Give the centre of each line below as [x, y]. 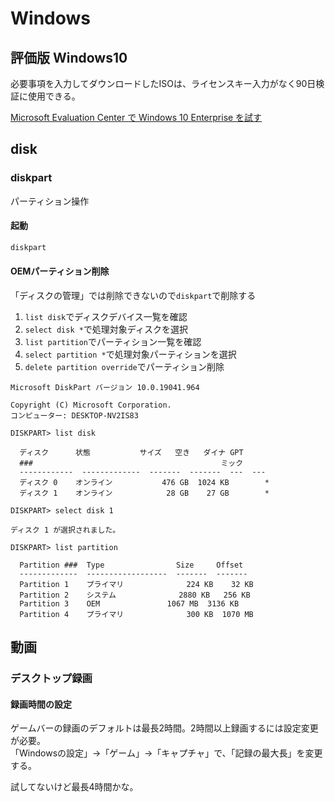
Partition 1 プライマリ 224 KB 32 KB [136, 584]
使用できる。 [54, 96]
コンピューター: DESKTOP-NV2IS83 [74, 415]
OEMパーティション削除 [60, 271]
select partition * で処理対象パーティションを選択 [130, 354]
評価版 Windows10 [69, 57]
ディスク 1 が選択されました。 [65, 530]
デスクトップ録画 [51, 679]
